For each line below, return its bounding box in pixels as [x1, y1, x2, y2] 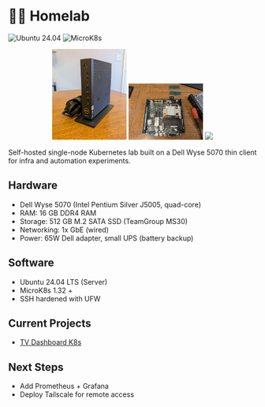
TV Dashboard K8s [19, 338, 82, 347]
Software [8, 256, 54, 270]
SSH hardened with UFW [19, 293, 101, 303]
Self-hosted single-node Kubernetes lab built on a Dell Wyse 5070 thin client [8, 147, 257, 157]
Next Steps [8, 360, 64, 374]
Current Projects [8, 317, 91, 330]
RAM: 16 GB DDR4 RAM [19, 208, 97, 218]
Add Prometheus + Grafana [19, 382, 109, 391]
